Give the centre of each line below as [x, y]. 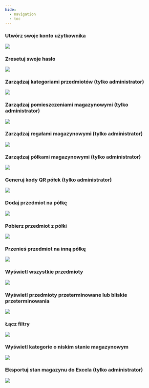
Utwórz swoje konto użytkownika [46, 36]
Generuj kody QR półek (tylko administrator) [59, 180]
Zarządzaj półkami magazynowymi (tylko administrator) [73, 157]
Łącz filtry [18, 324]
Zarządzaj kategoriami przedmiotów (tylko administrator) [74, 82]
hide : [11, 10]
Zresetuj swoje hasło [30, 59]
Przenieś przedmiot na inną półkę [46, 249]
